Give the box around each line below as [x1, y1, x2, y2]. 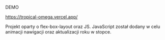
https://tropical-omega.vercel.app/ [5, 14, 78, 19]
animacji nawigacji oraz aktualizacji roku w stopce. [5, 29, 112, 34]
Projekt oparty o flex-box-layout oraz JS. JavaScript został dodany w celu [5, 23, 160, 29]
